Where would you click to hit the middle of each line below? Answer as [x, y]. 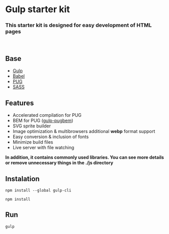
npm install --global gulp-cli [38, 190]
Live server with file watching [43, 148]
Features [20, 103]
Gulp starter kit [38, 9]
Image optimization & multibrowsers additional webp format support [84, 131]
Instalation [22, 179]
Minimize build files [33, 142]
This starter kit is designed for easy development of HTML [79, 25]
